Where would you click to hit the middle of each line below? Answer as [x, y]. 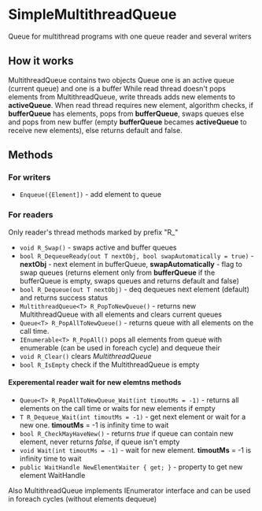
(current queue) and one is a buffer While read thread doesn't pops [117, 88]
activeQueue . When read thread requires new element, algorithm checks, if [131, 105]
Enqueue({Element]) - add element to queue [90, 194]
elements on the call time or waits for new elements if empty [118, 408]
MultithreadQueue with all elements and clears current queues [121, 314]
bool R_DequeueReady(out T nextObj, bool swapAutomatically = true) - [137, 255]
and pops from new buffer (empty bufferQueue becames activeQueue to [127, 122]
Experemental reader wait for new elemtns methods [95, 383]
